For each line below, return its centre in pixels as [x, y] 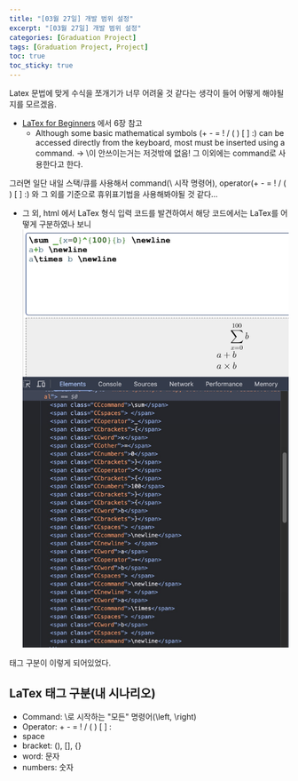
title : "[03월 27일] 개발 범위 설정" [71, 19]
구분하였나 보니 [65, 224]
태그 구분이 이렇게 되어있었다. [60, 663]
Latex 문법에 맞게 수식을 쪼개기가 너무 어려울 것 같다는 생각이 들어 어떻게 [135, 93]
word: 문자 [41, 756]
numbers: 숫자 [47, 767]
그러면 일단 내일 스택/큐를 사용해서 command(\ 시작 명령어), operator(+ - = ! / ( [148, 183]
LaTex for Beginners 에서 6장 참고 [82, 123]
